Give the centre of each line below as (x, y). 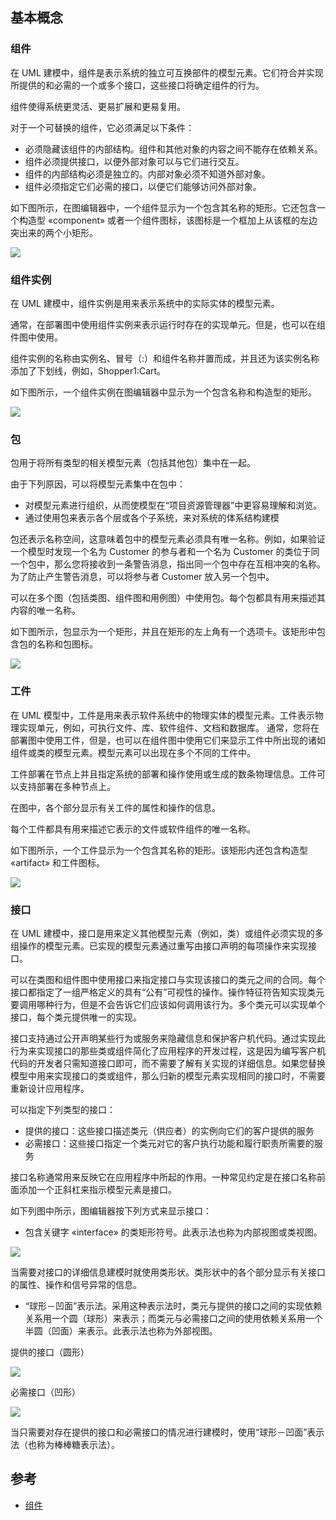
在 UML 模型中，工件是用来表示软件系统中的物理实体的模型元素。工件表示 (162, 715)
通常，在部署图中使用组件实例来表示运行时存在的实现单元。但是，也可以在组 (168, 324)
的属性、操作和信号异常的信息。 (76, 1284)
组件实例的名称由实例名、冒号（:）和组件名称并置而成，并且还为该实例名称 (165, 358)
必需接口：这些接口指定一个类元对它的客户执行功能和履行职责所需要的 (169, 1143)
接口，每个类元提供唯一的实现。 (76, 1017)
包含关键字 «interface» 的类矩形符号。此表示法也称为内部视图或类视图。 (173, 1232)
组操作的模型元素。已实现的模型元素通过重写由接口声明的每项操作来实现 (159, 945)
